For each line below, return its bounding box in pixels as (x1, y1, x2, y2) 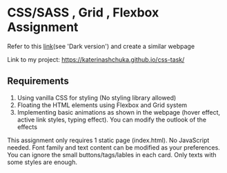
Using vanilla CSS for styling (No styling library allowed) (17, 93, 177, 102)
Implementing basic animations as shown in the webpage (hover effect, (17, 108, 221, 116)
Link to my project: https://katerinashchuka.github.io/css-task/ (7, 55, 185, 63)
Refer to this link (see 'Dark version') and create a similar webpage (7, 42, 195, 50)
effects (17, 122, 38, 131)
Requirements (7, 76, 69, 87)
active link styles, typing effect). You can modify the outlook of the (17, 115, 207, 124)
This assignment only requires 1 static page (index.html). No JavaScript (7, 136, 210, 144)
